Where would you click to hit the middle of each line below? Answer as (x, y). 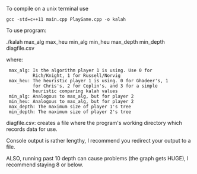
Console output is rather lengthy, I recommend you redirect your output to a (99, 141)
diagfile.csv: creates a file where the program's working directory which (94, 123)
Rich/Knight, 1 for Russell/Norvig (76, 76)
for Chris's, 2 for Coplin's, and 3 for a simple (95, 86)
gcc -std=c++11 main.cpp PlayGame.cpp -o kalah (66, 20)
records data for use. (32, 129)
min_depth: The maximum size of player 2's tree (70, 112)
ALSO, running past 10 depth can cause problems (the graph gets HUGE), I (97, 158)
